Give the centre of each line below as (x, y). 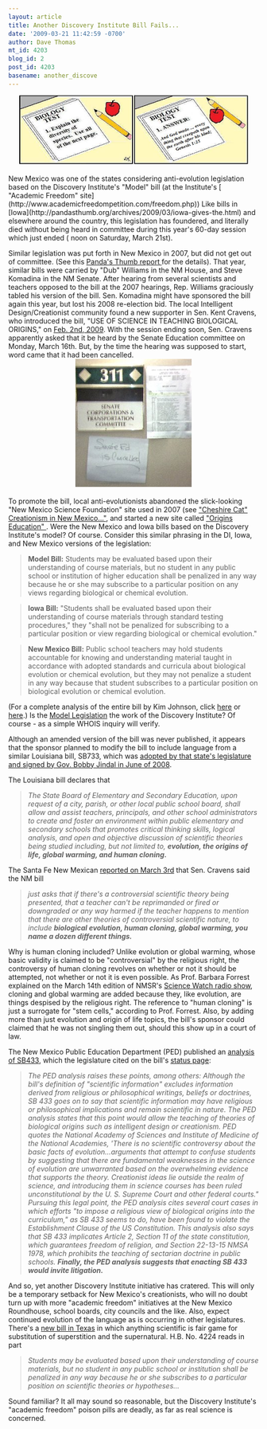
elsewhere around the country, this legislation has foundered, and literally (128, 221)
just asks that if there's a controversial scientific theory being (128, 894)
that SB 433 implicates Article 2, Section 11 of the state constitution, (139, 1236)
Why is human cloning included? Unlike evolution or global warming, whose (132, 951)
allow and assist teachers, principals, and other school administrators (143, 812)
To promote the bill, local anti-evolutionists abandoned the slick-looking (125, 501)
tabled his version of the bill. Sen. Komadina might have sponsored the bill (130, 296)
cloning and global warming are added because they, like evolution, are (125, 994)
